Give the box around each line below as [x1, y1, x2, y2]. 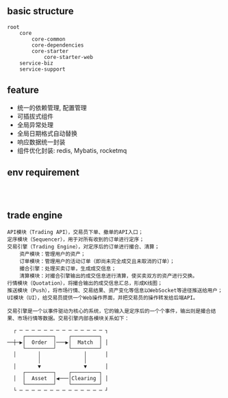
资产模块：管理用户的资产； [19, 250, 86, 258]
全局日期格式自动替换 [16, 129, 77, 137]
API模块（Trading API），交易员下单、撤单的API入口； [7, 229, 144, 236]
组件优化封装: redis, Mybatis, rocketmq [16, 146, 127, 154]
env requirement [7, 167, 80, 178]
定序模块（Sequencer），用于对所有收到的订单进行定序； [7, 236, 145, 243]
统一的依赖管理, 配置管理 [16, 103, 87, 112]
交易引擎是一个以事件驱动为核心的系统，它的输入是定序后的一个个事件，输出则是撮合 [7, 308, 211, 315]
